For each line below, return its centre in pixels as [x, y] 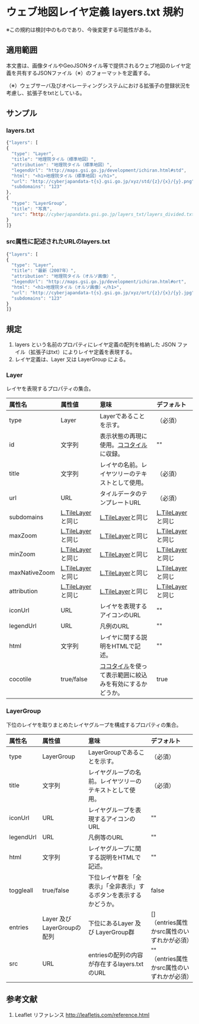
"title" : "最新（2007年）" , [44, 271]
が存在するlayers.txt [116, 964]
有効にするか [130, 684]
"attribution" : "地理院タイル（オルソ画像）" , [64, 276]
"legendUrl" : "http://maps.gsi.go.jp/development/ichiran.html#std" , [99, 170]
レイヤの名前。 [121, 465]
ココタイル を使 [121, 666]
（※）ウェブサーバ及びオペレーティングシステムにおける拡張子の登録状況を [98, 85]
